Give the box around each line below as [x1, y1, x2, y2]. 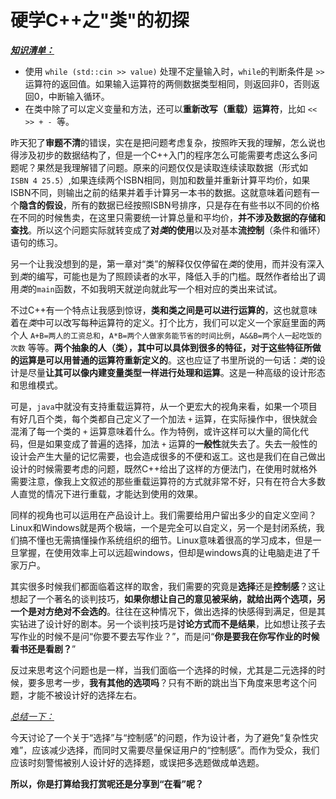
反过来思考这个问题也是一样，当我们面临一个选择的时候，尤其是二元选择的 [10, 664, 317, 676]
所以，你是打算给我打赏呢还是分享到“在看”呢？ [10, 777, 205, 790]
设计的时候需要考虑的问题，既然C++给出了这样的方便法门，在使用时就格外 [10, 462, 318, 475]
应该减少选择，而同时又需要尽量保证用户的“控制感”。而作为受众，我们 [31, 744, 320, 756]
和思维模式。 [10, 379, 63, 391]
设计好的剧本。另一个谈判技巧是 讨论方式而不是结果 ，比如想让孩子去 [44, 617, 326, 630]
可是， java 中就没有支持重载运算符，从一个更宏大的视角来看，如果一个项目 [10, 400, 318, 412]
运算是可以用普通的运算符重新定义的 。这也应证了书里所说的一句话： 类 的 [18, 354, 317, 366]
